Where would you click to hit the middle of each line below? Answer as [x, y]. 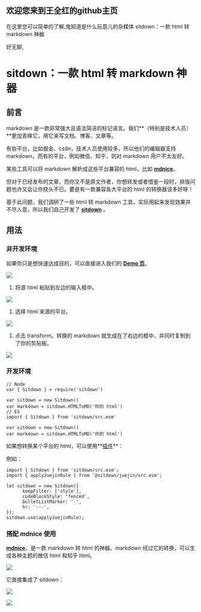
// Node [16, 384]
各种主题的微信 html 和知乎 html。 [53, 555]
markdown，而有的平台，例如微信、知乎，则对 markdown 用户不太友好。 [97, 156]
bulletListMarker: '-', [52, 502]
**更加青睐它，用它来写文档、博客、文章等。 [61, 136]
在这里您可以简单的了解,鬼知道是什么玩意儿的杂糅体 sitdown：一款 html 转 [98, 27]
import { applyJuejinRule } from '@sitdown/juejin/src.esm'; [84, 475]
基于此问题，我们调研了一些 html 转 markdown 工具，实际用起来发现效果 [96, 202]
